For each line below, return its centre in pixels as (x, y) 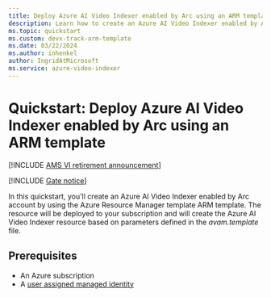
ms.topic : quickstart (45, 31)
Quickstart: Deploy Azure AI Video (126, 108)
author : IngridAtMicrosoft (54, 61)
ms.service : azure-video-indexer (65, 69)
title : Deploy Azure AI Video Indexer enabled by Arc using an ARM (124, 16)
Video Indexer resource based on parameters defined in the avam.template (133, 222)
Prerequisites (43, 256)
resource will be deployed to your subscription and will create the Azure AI (132, 213)
